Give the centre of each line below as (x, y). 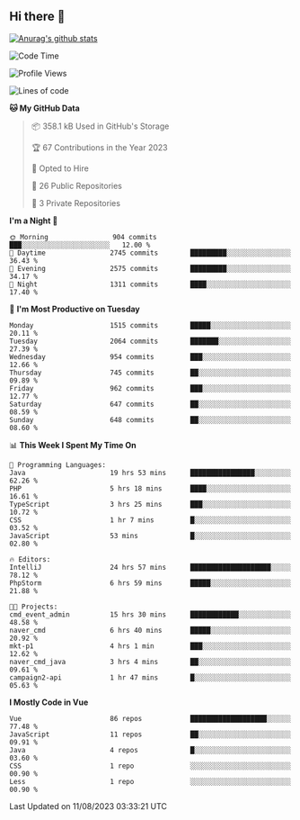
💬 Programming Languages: (57, 464)
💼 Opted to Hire (60, 168)
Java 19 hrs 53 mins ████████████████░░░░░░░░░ (150, 473)
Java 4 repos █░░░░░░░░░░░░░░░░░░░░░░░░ (150, 750)
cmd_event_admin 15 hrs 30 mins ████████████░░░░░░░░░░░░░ (150, 614)
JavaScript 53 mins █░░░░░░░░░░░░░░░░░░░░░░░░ (150, 536)
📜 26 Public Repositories (77, 185)
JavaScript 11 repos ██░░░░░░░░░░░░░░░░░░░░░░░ (150, 734)
